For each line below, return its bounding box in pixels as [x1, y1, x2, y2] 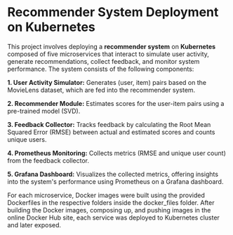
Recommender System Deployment [7, 4, 219, 20]
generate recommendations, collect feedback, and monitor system [7, 57, 200, 65]
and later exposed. [7, 220, 62, 229]
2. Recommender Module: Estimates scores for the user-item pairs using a [7, 99, 225, 107]
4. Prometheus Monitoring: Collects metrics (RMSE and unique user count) [7, 149, 226, 157]
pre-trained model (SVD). [7, 107, 81, 115]
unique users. [7, 135, 47, 144]
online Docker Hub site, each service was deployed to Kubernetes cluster [7, 213, 220, 222]
